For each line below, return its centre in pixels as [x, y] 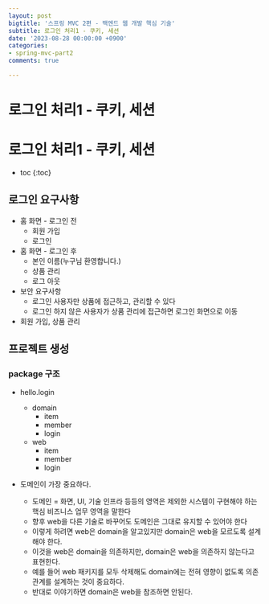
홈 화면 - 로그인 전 [49, 220]
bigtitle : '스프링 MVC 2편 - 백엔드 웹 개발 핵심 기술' [92, 23]
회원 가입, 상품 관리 [50, 321]
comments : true [34, 61]
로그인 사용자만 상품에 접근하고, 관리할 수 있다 [104, 301]
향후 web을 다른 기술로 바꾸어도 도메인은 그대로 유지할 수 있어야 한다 [139, 521]
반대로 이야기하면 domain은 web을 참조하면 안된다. [112, 591]
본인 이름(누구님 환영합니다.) [77, 261]
